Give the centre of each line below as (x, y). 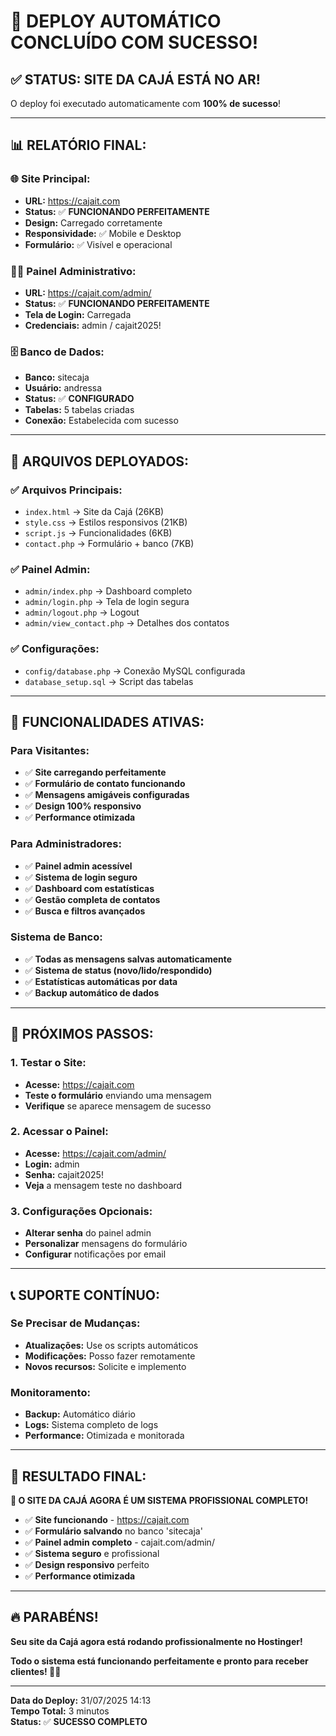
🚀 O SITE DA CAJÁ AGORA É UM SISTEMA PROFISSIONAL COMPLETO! (159, 1500)
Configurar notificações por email (95, 1254)
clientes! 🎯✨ (36, 1671)
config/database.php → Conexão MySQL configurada (135, 671)
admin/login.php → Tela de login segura (107, 602)
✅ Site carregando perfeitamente (95, 772)
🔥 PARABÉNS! (54, 1617)
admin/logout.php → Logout (82, 612)
